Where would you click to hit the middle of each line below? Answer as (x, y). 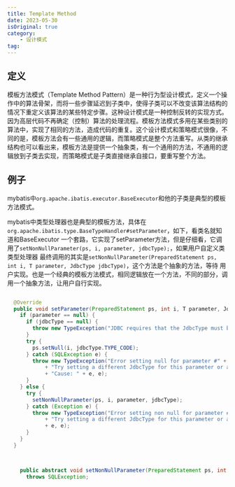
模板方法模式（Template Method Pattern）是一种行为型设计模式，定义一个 (114, 94)
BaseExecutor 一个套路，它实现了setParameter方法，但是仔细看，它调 (121, 239)
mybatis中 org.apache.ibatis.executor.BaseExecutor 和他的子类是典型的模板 (116, 198)
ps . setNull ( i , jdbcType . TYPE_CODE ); (86, 348)
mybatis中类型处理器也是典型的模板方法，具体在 (77, 222)
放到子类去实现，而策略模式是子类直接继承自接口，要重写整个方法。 (111, 155)
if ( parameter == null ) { (58, 316)
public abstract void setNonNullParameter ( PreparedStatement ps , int (123, 470)
